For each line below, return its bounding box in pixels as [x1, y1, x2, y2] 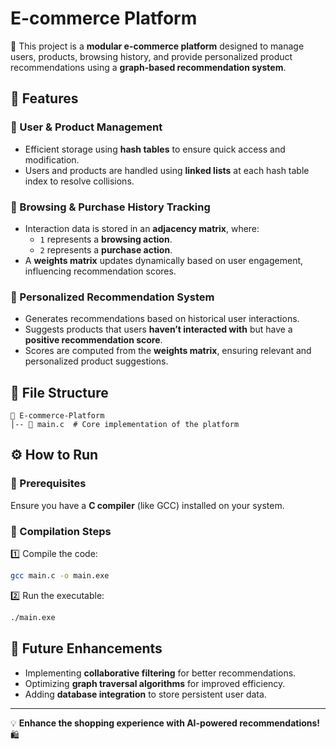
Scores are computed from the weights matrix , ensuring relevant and [24, 345, 312, 357]
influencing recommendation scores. [24, 265, 177, 277]
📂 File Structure [10, 384, 109, 401]
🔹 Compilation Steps [10, 524, 112, 538]
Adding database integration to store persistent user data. [24, 688, 267, 700]
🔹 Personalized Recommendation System [10, 290, 215, 304]
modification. [24, 153, 80, 166]
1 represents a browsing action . [39, 233, 173, 245]
